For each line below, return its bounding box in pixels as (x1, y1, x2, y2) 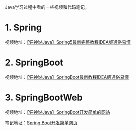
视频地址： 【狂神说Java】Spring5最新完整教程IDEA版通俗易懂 (5, 39, 131, 45)
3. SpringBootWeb (5, 92, 83, 103)
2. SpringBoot (5, 57, 64, 68)
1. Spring (5, 22, 42, 33)
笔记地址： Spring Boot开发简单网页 (5, 119, 78, 126)
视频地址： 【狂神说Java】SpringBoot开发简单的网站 (5, 109, 111, 115)
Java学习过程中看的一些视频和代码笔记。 (5, 4, 90, 10)
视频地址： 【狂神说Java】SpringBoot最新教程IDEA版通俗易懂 (5, 74, 129, 80)
